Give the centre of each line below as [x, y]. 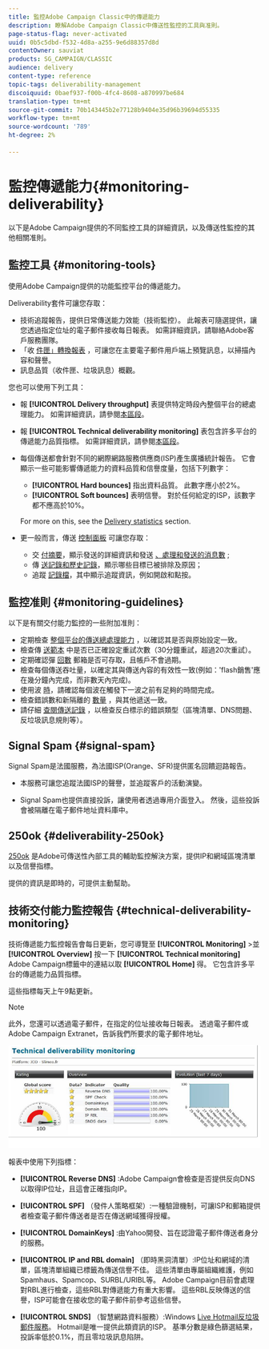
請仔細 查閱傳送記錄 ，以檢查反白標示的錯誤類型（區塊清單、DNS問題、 [138, 710]
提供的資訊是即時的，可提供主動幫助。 [71, 883]
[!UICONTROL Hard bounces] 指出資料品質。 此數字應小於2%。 [138, 485]
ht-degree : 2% [32, 135]
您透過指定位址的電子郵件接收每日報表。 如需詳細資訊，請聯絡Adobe [134, 330]
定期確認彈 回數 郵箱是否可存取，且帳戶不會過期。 [102, 660]
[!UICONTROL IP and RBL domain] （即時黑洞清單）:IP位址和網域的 [131, 1260]
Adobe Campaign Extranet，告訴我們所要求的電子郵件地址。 [108, 1034]
